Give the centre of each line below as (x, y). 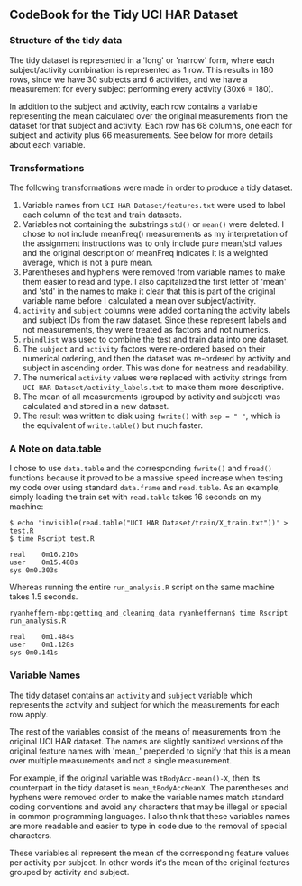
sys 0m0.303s (34, 571)
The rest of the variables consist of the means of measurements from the (145, 731)
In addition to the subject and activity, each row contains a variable (134, 106)
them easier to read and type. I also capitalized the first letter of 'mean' (154, 281)
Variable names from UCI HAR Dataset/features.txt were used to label (154, 205)
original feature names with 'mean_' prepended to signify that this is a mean (150, 751)
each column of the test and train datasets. (102, 215)
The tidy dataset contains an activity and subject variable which (131, 695)
